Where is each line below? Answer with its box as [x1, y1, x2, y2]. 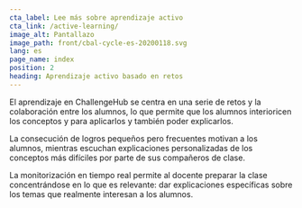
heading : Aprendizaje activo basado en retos [9, 72, 183, 81]
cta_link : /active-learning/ [9, 22, 119, 31]
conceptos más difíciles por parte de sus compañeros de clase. [9, 152, 246, 163]
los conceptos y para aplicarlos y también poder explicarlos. [9, 115, 234, 126]
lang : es [9, 47, 42, 56]
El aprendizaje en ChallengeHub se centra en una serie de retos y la [9, 96, 261, 107]
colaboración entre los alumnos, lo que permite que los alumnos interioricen [9, 105, 292, 117]
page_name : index [9, 55, 75, 64]
